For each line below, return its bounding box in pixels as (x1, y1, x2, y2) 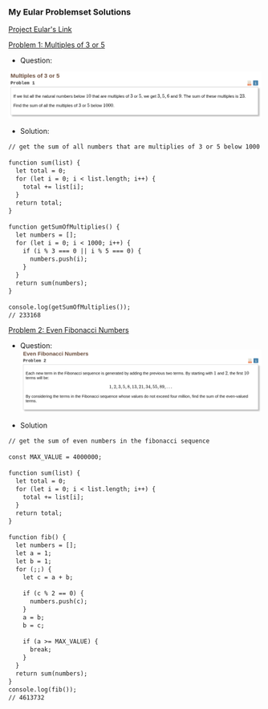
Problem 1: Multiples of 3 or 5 (8, 40, 106, 50)
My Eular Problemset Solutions (8, 6, 131, 18)
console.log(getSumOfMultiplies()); (8, 303, 131, 311)
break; (29, 646, 52, 654)
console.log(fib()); (8, 686, 78, 694)
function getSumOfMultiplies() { (8, 223, 120, 231)
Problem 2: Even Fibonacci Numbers (8, 326, 130, 335)
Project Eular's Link (8, 25, 72, 34)
